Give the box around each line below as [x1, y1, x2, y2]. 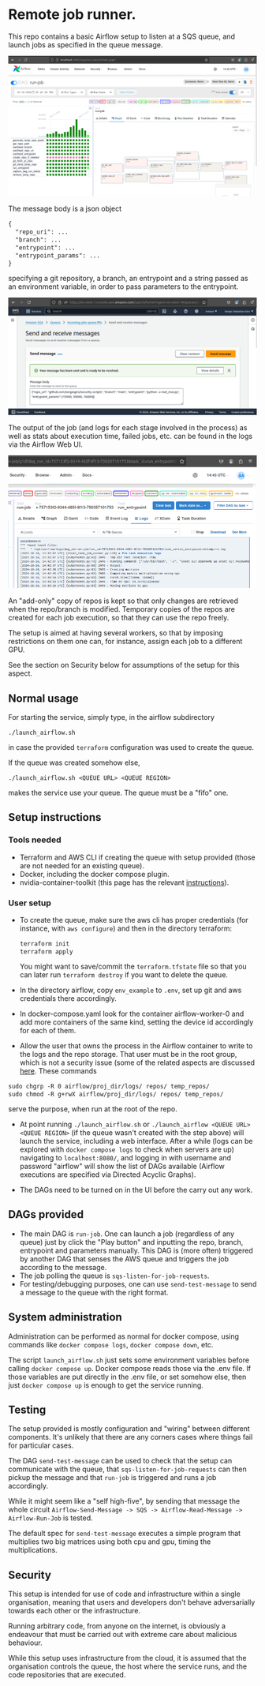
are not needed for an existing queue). [19, 860, 144, 870]
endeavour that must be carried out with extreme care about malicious [8, 1630, 237, 1639]
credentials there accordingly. [19, 993, 117, 1003]
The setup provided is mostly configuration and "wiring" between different [8, 1424, 250, 1433]
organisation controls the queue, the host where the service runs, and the [8, 1662, 247, 1671]
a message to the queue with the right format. [19, 1287, 169, 1297]
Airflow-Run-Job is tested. [8, 1513, 93, 1523]
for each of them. [19, 1025, 77, 1035]
